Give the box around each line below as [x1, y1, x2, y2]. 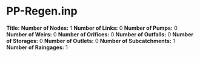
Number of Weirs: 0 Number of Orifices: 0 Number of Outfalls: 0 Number [6, 30, 194, 38]
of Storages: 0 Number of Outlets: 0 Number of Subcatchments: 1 [6, 37, 176, 44]
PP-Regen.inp [6, 4, 78, 18]
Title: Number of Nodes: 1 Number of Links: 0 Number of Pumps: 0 [6, 24, 178, 32]
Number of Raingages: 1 [6, 44, 68, 51]
